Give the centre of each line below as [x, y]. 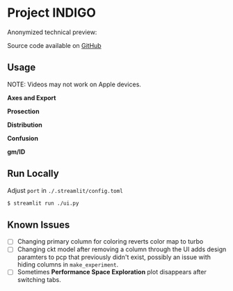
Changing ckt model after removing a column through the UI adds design [122, 249]
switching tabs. [39, 280]
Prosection [23, 111]
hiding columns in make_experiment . [68, 265]
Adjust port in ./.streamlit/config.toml [65, 190]
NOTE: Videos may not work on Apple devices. [74, 84]
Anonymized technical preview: [52, 32]
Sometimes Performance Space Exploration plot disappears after [112, 272]
